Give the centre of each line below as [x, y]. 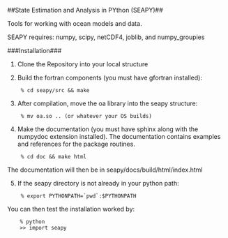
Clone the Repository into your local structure [83, 64]
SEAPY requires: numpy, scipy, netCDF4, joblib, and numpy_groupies [106, 37]
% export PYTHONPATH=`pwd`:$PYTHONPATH [78, 196]
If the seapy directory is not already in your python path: [98, 183]
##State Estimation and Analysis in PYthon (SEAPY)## [85, 10]
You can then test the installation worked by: [71, 209]
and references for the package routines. [76, 144]
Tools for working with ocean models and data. [75, 23]
